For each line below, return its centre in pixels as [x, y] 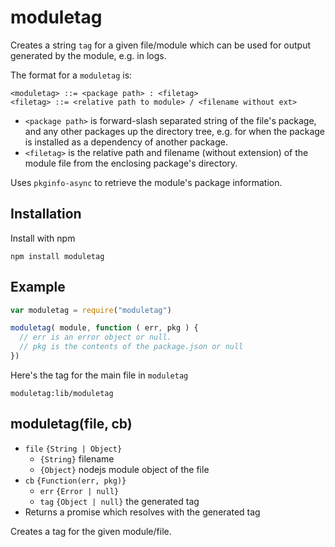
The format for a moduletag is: [71, 75]
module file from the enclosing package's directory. [131, 163]
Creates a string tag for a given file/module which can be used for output [161, 45]
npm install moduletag [57, 256]
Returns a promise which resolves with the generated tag [142, 512]
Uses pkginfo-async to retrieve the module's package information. [146, 182]
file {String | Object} [73, 449]
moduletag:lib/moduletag [62, 393]
